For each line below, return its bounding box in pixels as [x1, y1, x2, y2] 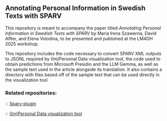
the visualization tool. [5, 77, 49, 83]
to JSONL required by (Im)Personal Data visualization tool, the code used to [5, 56, 161, 62]
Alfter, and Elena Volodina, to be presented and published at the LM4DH [5, 35, 153, 41]
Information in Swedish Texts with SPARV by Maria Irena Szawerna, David [5, 30, 157, 36]
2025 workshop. [5, 41, 39, 47]
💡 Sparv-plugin [5, 101, 36, 107]
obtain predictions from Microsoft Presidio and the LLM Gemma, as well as [5, 61, 159, 67]
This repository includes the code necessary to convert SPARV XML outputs [5, 50, 162, 56]
